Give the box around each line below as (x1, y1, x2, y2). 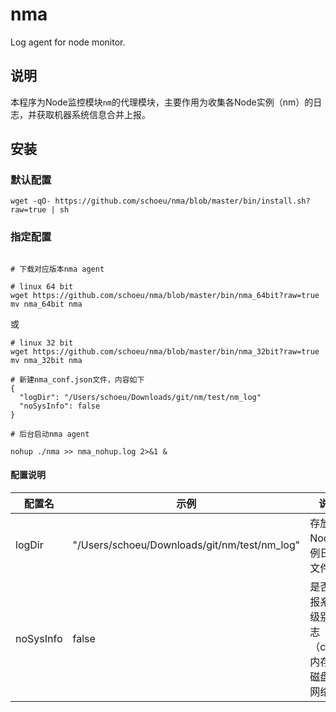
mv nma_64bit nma (10, 299, 83, 309)
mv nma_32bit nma (10, 355, 83, 365)
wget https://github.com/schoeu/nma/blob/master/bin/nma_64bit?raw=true (10, 290, 320, 300)
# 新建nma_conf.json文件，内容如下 (10, 374, 145, 385)
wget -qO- (10, 196, 52, 207)
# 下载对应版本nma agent (10, 264, 105, 274)
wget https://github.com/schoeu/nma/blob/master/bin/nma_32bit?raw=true (10, 346, 320, 357)
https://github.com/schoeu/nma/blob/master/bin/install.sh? (54, 196, 311, 207)
